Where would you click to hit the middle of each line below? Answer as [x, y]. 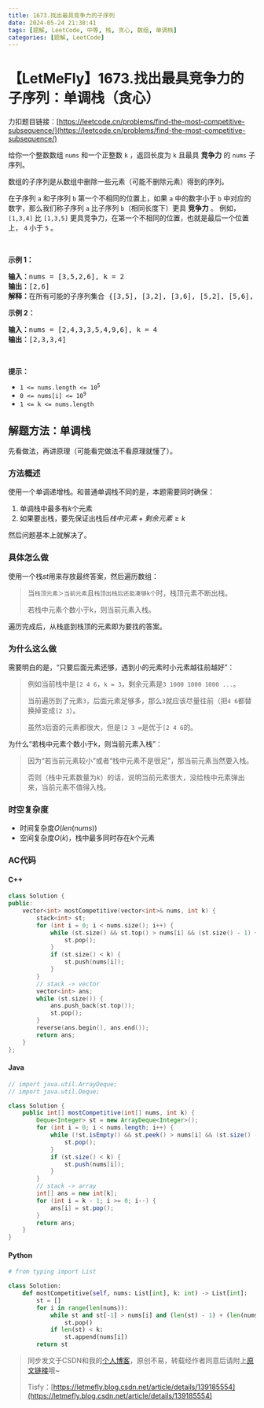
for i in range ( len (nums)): [82, 1308]
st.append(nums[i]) [96, 1337]
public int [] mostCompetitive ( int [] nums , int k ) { [108, 1113]
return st [52, 1345]
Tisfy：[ [40, 1387]
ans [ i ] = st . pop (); [82, 1208]
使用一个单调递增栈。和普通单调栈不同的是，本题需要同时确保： [111, 492]
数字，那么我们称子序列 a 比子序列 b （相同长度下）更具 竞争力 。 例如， [124, 208]
